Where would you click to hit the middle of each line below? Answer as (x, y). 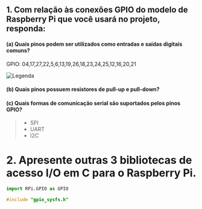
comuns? (18, 50)
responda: (26, 29)
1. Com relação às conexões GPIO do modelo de (97, 10)
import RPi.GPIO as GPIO (37, 189)
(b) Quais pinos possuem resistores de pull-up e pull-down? (83, 89)
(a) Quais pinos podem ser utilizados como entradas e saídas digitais (94, 44)
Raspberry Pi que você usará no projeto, (83, 20)
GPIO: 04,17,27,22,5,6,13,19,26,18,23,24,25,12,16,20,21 (71, 64)
